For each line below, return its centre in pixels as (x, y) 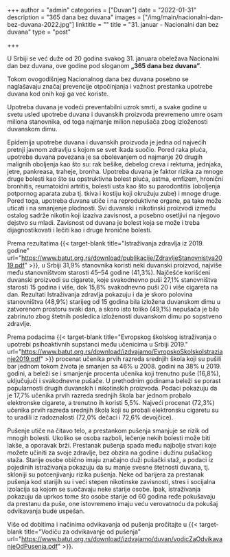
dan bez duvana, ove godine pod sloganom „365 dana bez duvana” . (105, 66)
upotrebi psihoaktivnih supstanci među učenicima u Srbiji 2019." (98, 344)
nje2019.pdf (24, 359)
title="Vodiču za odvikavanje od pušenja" (82, 532)
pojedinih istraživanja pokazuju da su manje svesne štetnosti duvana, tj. (108, 467)
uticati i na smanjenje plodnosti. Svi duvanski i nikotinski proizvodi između (112, 208)
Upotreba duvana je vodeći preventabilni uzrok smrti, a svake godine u (107, 107)
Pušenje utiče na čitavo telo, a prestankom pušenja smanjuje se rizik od (108, 430)
